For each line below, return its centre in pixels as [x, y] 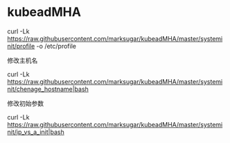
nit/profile [21, 46]
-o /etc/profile [56, 46]
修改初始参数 [25, 103]
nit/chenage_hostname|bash [48, 89]
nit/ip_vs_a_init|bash [36, 132]
